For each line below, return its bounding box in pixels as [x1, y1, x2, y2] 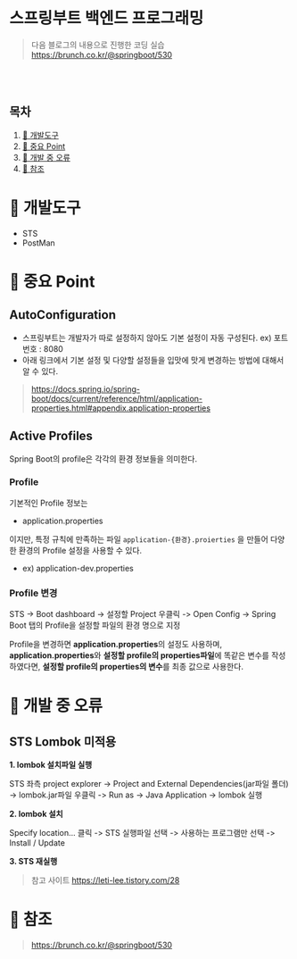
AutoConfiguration [9, 307, 116, 322]
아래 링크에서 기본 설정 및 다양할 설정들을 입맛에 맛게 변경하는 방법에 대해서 [21, 354, 285, 365]
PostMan [21, 238, 55, 248]
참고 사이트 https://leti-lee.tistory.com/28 [30, 875, 180, 886]
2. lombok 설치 [9, 809, 64, 820]
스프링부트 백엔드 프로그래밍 [9, 8, 204, 29]
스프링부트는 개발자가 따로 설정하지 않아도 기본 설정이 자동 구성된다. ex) [21, 332, 272, 343]
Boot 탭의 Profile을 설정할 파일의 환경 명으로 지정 [9, 620, 181, 630]
